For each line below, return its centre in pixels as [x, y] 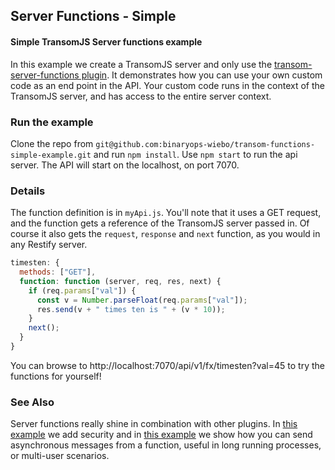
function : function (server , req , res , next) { [120, 281]
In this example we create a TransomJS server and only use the [141, 64]
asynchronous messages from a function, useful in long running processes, [166, 445]
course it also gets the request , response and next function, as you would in [165, 234]
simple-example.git [51, 155]
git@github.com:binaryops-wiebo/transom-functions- [205, 144]
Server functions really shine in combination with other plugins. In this [154, 424]
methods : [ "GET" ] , [58, 272]
